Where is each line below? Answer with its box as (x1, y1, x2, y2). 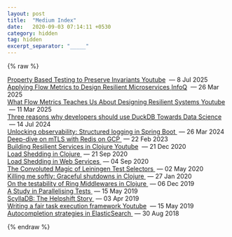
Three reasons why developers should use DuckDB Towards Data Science (7, 113, 222, 121)
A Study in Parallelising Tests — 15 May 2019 (7, 187, 138, 195)
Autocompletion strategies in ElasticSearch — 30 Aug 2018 (7, 209, 179, 217)
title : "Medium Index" (7, 17, 77, 24)
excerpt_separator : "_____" (7, 43, 90, 50)
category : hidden (7, 29, 58, 37)
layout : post (7, 10, 46, 17)
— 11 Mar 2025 (8, 106, 53, 113)
